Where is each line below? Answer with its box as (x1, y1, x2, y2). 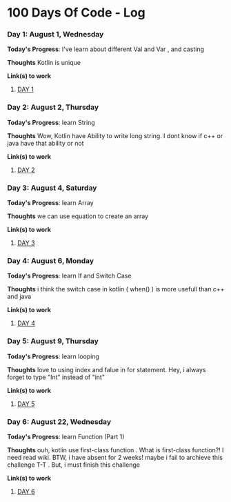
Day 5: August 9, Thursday (7, 336, 99, 346)
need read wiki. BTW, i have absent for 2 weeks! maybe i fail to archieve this (7, 453, 223, 461)
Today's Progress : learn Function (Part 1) (7, 432, 125, 441)
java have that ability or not (7, 139, 84, 147)
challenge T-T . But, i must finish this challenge (7, 461, 140, 469)
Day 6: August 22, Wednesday (7, 416, 112, 426)
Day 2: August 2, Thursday (7, 102, 99, 112)
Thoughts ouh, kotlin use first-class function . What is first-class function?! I (7, 445, 224, 454)
